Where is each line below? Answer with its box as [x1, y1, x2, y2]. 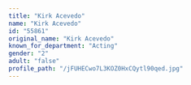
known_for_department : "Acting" [8, 42, 118, 50]
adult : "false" [8, 57, 60, 66]
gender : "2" [8, 49, 49, 57]
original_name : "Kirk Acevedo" [8, 34, 115, 43]
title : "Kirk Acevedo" [8, 11, 85, 20]
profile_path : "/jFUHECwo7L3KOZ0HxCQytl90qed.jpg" [8, 65, 184, 73]
